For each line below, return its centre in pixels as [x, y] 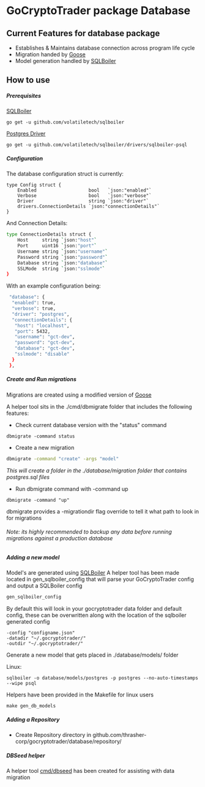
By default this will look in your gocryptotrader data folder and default [94, 609]
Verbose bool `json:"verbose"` [84, 196]
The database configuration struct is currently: [65, 174]
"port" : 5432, [32, 331]
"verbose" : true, [34, 309]
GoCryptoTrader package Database [99, 11]
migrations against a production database [60, 539]
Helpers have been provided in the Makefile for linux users [80, 695]
